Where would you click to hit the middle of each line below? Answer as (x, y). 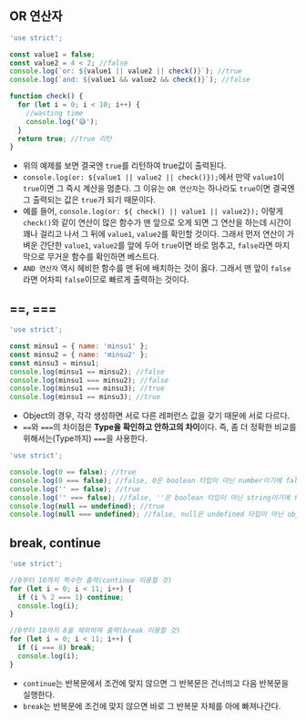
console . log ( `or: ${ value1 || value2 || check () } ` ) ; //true (126, 71)
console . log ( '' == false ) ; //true (75, 489)
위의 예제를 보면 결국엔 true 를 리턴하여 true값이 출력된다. (124, 166)
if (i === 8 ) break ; (56, 648)
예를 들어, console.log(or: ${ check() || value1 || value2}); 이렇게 (153, 211)
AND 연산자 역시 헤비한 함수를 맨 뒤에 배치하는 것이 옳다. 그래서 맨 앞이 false (157, 268)
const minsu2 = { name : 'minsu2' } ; (79, 355)
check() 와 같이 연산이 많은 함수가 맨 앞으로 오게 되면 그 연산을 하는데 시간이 (157, 222)
